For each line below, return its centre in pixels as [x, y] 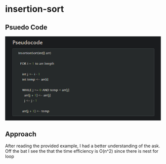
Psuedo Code [26, 27]
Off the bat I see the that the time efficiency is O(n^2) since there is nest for [82, 151]
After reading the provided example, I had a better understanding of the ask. [83, 146]
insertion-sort [35, 9]
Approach [21, 134]
